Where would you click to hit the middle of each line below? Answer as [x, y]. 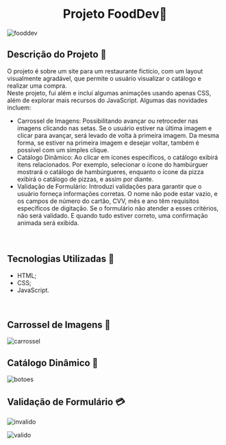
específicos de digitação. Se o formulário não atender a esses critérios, [118, 208]
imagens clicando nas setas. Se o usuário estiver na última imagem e [114, 128]
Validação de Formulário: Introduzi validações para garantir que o [109, 186]
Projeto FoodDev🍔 [115, 14]
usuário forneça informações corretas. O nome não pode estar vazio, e [117, 193]
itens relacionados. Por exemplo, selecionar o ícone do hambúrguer [112, 165]
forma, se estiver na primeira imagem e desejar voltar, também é [108, 143]
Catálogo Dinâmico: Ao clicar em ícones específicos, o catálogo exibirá [117, 157]
